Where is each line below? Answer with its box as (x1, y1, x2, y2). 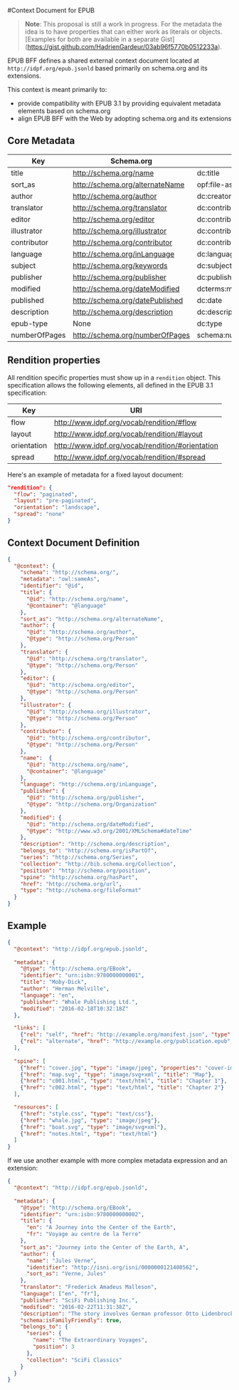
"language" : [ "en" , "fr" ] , (20, 1290, 100, 1297)
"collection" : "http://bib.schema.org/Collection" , (20, 860, 176, 868)
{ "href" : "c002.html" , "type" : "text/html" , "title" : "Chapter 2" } (20, 1084, 224, 1091)
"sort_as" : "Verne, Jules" (26, 1270, 107, 1277)
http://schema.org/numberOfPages (73, 330, 191, 340)
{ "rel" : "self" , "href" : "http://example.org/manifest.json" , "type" (20, 1031, 231, 1039)
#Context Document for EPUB (7, 6, 95, 14)
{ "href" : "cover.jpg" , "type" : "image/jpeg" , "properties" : (20, 1064, 202, 1072)
